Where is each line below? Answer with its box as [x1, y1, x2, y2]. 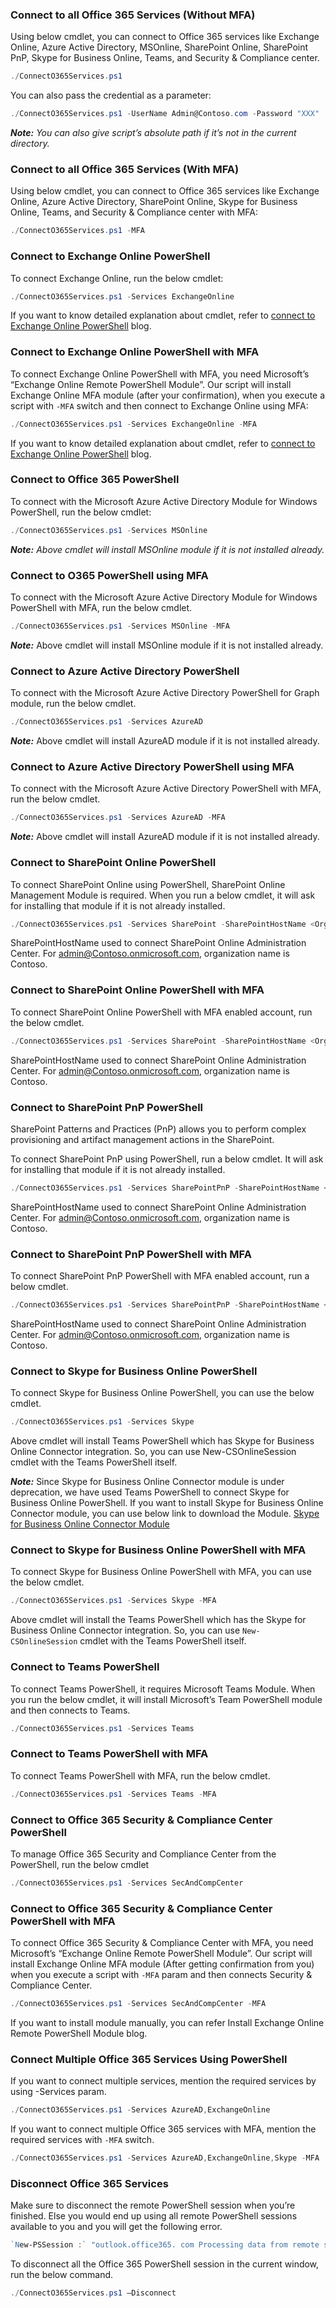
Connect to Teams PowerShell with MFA [10, 1747, 209, 1761]
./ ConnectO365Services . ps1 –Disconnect [10, 2288, 177, 2298]
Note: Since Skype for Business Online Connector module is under [10, 1476, 285, 1488]
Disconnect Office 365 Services [10, 2176, 169, 2190]
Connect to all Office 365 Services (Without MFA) [10, 8, 256, 22]
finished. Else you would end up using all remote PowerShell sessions [10, 2210, 298, 2222]
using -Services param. [10, 2086, 107, 2098]
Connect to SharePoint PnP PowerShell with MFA [10, 1247, 252, 1261]
